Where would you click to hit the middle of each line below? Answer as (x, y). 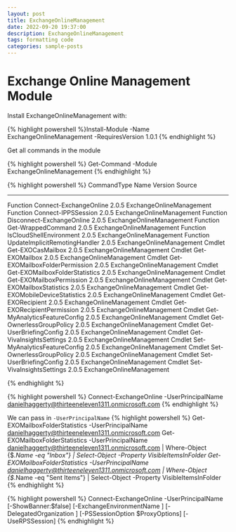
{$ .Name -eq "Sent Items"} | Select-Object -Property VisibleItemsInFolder (114, 477)
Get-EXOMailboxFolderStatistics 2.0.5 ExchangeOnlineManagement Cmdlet (117, 272)
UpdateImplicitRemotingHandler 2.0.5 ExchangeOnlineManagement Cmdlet (116, 242)
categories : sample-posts (45, 46)
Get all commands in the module (54, 150)
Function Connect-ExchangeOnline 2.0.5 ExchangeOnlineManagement (110, 205)
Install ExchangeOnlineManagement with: (67, 115)
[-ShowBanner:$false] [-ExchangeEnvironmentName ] (86, 506)
